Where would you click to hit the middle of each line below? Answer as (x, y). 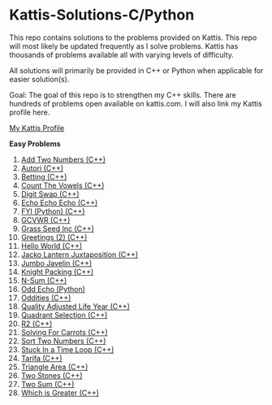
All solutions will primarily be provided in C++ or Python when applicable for (136, 70)
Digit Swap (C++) (50, 194)
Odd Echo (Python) (53, 289)
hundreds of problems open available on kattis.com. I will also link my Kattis (136, 103)
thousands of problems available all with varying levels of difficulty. (122, 54)
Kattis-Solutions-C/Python (102, 15)
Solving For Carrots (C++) (64, 332)
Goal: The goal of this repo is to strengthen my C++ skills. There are (123, 94)
